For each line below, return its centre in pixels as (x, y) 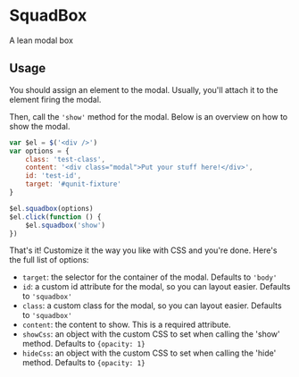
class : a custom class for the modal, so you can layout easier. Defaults (152, 306)
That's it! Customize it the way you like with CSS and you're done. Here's (144, 250)
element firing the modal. (55, 99)
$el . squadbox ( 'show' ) (65, 225)
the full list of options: (49, 260)
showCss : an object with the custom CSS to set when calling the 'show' (151, 334)
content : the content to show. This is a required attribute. (126, 325)
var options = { (39, 151)
